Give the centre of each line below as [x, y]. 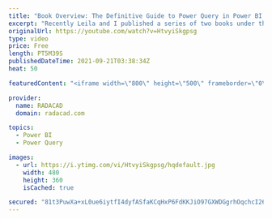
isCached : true [49, 187]
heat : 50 [23, 69]
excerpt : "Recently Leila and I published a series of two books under [132, 24]
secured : [23, 202]
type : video [28, 39]
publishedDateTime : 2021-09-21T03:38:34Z [79, 62]
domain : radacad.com [50, 113]
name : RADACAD [39, 105]
